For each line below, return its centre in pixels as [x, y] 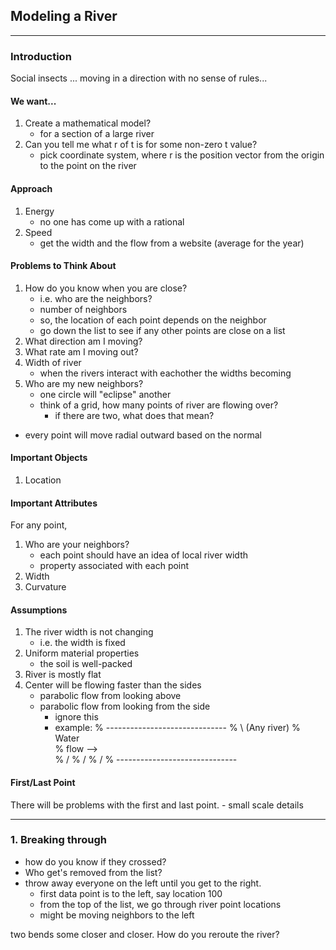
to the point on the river [88, 166]
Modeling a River [64, 16]
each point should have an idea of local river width [143, 555]
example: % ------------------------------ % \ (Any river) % [177, 728]
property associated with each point [114, 566]
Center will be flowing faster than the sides [113, 685]
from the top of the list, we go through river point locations [160, 904]
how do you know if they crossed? [95, 861]
